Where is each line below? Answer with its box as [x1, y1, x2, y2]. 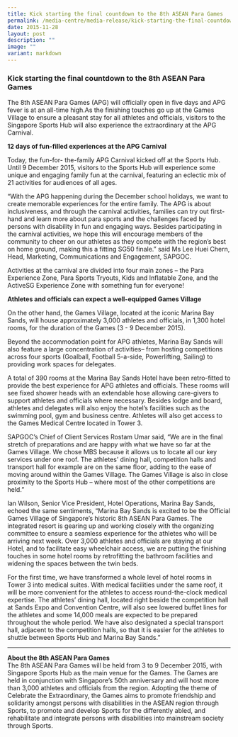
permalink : [7, 17, 40, 24]
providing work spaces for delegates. [7, 360, 117, 368]
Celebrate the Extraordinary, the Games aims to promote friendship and [7, 692, 216, 700]
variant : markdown [7, 50, 62, 57]
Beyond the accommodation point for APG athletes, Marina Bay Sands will [7, 337, 223, 346]
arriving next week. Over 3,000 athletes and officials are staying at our [7, 536, 213, 546]
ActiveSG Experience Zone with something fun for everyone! [7, 281, 184, 290]
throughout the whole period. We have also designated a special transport [7, 618, 224, 627]
